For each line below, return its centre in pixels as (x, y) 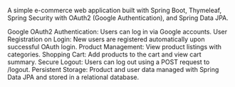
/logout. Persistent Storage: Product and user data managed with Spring (113, 70)
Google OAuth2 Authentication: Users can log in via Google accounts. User (117, 32)
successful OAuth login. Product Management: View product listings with (115, 47)
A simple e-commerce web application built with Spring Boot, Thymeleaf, (115, 10)
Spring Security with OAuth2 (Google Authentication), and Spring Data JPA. (118, 18)
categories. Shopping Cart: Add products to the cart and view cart (104, 54)
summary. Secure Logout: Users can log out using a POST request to (109, 62)
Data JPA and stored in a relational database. (73, 77)
